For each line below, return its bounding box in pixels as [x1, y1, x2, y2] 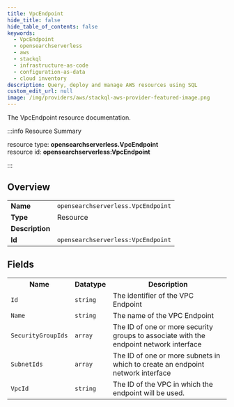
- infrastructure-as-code [13, 62, 89, 69]
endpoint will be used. [112, 388, 185, 397]
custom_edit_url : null [7, 88, 73, 95]
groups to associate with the [112, 330, 205, 340]
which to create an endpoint [112, 359, 205, 369]
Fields [7, 259, 35, 271]
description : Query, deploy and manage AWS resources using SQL [7, 81, 198, 88]
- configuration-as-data [13, 68, 86, 75]
